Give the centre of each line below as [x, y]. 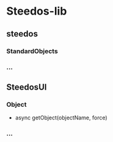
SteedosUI [27, 87]
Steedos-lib [37, 11]
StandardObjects [32, 51]
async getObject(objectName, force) [61, 118]
